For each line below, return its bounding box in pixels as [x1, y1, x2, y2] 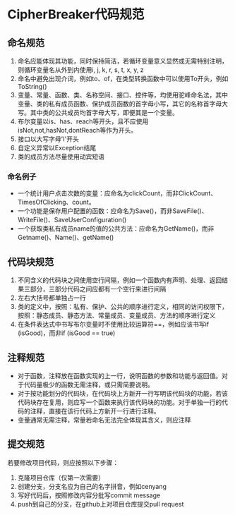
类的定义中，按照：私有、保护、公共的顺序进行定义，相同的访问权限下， [17, 303, 228, 311]
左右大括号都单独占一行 [17, 293, 86, 302]
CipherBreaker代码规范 [7, 6, 145, 23]
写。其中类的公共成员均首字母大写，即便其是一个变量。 [17, 109, 179, 116]
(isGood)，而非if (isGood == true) [17, 329, 116, 337]
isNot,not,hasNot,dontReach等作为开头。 [17, 126, 138, 134]
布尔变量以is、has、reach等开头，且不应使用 [17, 117, 149, 126]
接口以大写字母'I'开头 [17, 135, 79, 143]
